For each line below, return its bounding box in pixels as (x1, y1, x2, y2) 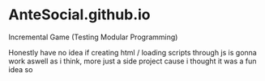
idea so (8, 64, 33, 74)
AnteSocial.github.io (8, 6, 151, 24)
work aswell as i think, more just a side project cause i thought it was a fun (8, 56, 257, 66)
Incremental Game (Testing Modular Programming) (8, 32, 178, 42)
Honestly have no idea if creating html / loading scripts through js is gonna (8, 47, 257, 57)
